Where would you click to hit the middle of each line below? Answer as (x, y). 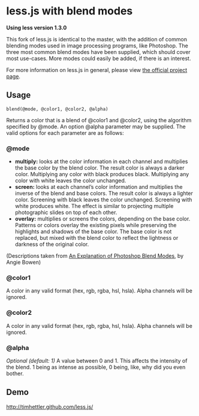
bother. (15, 373)
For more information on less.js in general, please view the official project (97, 70)
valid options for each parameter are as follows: (65, 132)
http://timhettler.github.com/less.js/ (50, 406)
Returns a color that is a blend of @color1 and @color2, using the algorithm (99, 120)
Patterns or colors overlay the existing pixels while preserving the (96, 225)
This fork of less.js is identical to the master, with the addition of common (97, 39)
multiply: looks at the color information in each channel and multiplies (101, 162)
